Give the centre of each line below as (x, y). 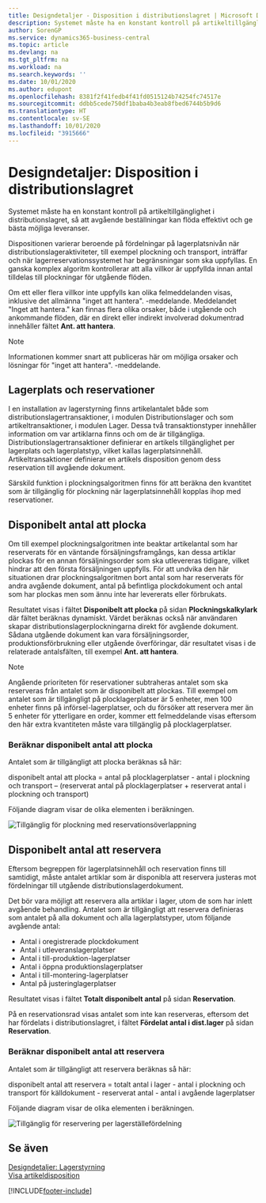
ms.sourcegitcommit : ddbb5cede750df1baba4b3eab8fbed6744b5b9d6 (115, 104)
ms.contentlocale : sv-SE (49, 119)
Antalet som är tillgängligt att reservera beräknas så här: (100, 1068)
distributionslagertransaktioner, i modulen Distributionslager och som (121, 417)
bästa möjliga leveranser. (49, 228)
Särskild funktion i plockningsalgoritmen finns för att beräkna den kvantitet (130, 483)
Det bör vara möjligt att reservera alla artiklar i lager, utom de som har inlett (130, 901)
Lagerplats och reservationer (82, 390)
